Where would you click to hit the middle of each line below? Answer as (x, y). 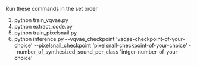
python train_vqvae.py (41, 20)
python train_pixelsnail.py (46, 33)
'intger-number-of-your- (150, 52)
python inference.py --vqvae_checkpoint (64, 39)
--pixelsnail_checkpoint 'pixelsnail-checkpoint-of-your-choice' (111, 45)
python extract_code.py (43, 26)
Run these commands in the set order (52, 9)
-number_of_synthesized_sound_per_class (66, 52)
